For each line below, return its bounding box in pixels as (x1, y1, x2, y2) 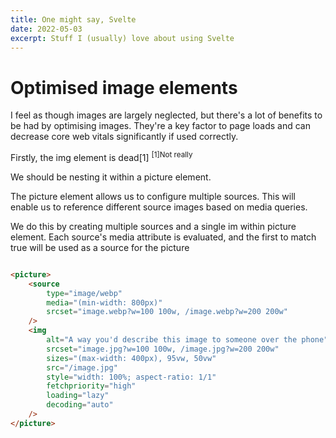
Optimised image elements (10, 76, 238, 99)
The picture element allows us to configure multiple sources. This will (10, 190, 296, 202)
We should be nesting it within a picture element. (10, 171, 212, 183)
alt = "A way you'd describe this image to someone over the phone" (46, 335, 329, 345)
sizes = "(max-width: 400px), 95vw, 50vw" (46, 353, 217, 363)
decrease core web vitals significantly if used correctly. (10, 131, 239, 143)
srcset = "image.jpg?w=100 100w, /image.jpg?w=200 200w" (46, 344, 280, 354)
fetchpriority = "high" (46, 381, 137, 391)
